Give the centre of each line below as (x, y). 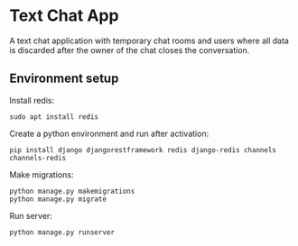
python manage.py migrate (58, 199)
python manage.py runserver (62, 232)
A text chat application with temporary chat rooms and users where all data (149, 41)
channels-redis (38, 158)
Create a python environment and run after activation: (109, 133)
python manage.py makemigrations (72, 191)
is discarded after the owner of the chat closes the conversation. (130, 50)
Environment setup (64, 79)
